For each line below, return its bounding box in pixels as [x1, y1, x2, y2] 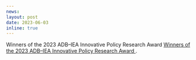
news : [6, 8, 19, 15]
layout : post [6, 14, 38, 20]
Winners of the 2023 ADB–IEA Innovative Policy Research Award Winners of [6, 41, 190, 48]
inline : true [6, 25, 38, 31]
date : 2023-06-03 [6, 19, 49, 25]
